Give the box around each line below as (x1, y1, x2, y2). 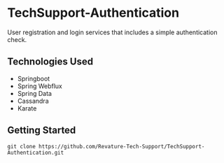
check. (7, 35, 27, 43)
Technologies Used (7, 56, 93, 68)
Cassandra (17, 97, 49, 105)
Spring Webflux (17, 82, 63, 90)
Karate (17, 104, 37, 113)
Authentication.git (7, 149, 64, 156)
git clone (7, 143, 36, 150)
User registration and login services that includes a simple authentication (7, 28, 218, 36)
